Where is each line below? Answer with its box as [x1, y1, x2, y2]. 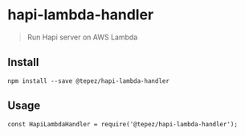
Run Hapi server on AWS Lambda [27, 32, 138, 42]
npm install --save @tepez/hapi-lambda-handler [7, 76, 170, 85]
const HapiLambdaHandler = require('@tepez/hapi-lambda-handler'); [7, 120, 239, 128]
